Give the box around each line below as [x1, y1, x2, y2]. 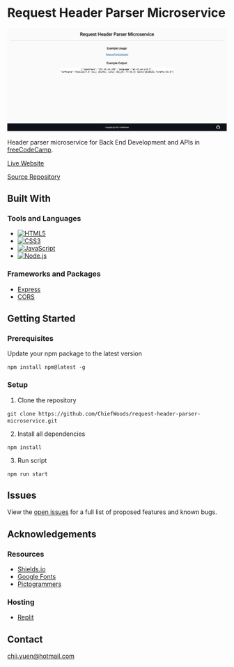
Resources [7, 549, 45, 559]
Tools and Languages [7, 214, 81, 223]
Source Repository [7, 173, 61, 181]
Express [17, 285, 41, 293]
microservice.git [7, 417, 58, 424]
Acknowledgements [7, 528, 97, 540]
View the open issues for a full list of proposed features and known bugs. [7, 508, 217, 516]
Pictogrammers [17, 580, 62, 588]
